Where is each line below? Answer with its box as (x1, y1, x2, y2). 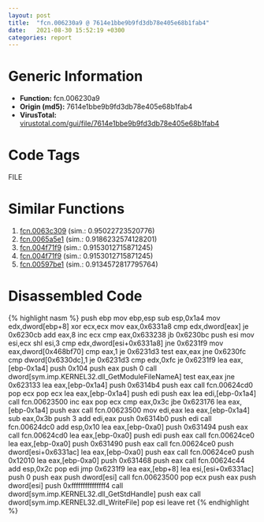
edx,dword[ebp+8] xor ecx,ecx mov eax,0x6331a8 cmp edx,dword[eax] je (8, 322, 249, 331)
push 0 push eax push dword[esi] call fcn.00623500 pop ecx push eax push (8, 472, 257, 482)
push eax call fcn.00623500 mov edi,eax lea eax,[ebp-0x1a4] (50, 405, 251, 415)
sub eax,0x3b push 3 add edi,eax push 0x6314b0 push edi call (8, 414, 212, 423)
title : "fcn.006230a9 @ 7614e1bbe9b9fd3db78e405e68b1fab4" (8, 19, 210, 27)
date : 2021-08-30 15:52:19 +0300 (8, 26, 125, 34)
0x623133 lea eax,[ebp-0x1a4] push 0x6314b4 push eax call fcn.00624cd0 (8, 380, 254, 390)
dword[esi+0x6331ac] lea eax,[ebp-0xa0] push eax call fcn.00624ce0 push (8, 447, 255, 457)
